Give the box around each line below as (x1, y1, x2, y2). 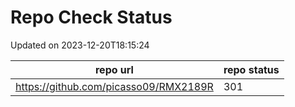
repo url (94, 62, 134, 76)
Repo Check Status (10, 6, 173, 29)
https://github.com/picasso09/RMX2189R (15, 79, 214, 93)
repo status (223, 62, 280, 76)
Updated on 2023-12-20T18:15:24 (10, 39, 150, 51)
